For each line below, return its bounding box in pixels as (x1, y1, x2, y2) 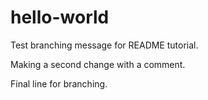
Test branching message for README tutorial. (10, 39, 199, 51)
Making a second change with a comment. (10, 58, 186, 70)
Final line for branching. (10, 77, 108, 90)
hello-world (10, 6, 110, 29)
